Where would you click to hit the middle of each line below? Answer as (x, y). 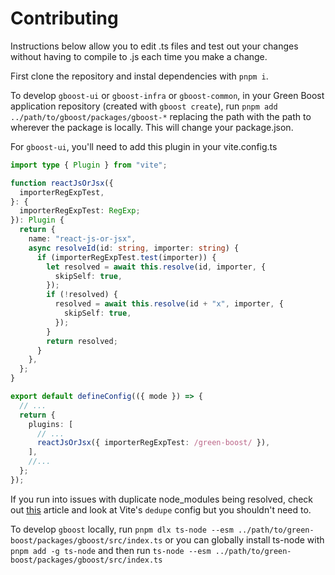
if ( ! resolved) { (82, 295)
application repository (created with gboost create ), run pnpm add (144, 106)
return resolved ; (82, 341)
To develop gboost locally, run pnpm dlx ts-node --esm (122, 529)
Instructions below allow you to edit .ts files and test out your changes (154, 46)
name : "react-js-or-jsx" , (82, 239)
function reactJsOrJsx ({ (62, 183)
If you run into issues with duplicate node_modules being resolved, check (162, 499)
